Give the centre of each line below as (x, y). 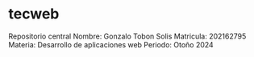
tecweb (34, 14)
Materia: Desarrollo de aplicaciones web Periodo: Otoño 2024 (111, 44)
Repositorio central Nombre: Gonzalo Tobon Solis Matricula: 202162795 (127, 36)
